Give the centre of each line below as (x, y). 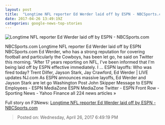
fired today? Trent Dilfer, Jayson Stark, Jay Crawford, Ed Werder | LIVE (77, 73)
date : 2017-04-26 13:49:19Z (34, 19)
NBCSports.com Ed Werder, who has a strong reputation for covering (75, 52)
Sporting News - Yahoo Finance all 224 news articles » (61, 93)
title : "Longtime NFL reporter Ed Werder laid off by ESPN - (70, 14)
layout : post (18, 10)
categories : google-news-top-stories (44, 23)
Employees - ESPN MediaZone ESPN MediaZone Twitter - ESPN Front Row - (82, 88)
